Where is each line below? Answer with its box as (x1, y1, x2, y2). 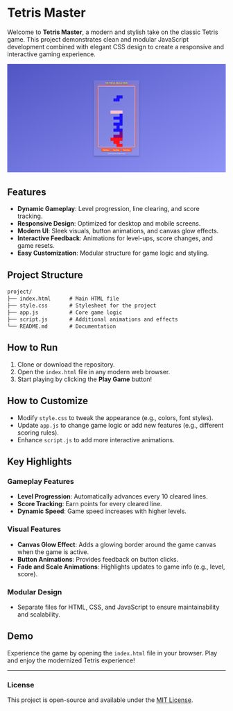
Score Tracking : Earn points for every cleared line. (17, 500, 162, 508)
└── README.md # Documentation (7, 323, 116, 331)
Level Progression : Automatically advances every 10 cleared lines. (17, 492, 208, 501)
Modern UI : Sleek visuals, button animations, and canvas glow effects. (17, 227, 219, 235)
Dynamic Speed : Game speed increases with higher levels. (17, 507, 187, 515)
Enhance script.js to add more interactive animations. (17, 435, 175, 444)
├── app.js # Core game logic (7, 309, 123, 317)
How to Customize (7, 395, 89, 407)
